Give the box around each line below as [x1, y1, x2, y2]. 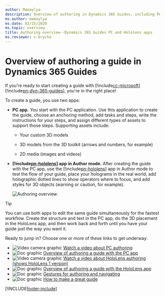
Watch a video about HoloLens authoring [63, 255, 146, 261]
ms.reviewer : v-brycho [5, 35, 52, 40]
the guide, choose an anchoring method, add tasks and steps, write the [12, 112, 157, 118]
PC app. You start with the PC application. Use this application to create [12, 107, 158, 113]
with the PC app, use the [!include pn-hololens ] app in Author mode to [12, 166, 153, 172]
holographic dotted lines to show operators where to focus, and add [12, 176, 150, 182]
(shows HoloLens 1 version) [12, 260, 68, 266]
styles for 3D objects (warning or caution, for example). [12, 181, 125, 187]
